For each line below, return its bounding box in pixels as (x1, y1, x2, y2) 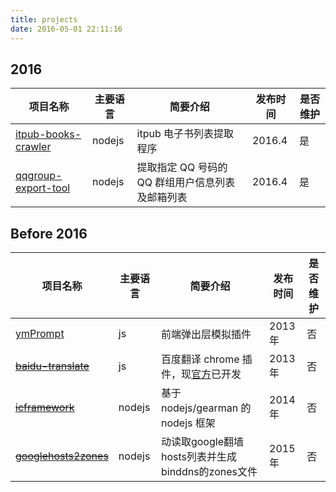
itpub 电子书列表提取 (136, 127, 235, 141)
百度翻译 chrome (160, 352, 240, 366)
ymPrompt (15, 327, 65, 341)
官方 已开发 (190, 367, 242, 381)
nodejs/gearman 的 (160, 401, 252, 415)
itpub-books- (15, 127, 82, 141)
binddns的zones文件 (160, 465, 258, 479)
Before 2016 (10, 225, 88, 242)
